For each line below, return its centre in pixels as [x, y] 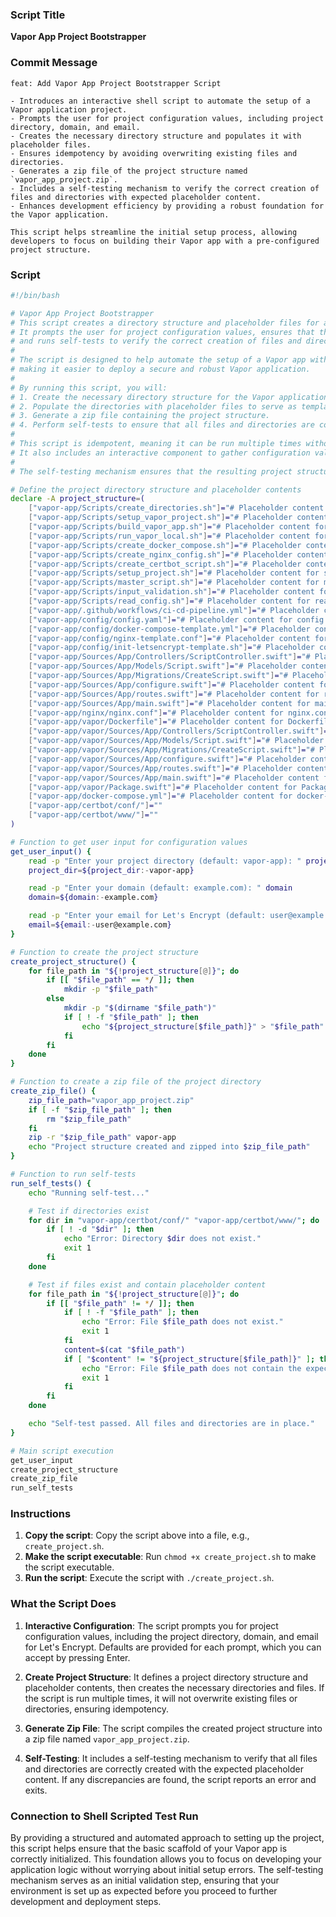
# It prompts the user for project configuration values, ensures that [162, 332]
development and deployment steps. [86, 1902]
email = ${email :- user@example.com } [100, 925]
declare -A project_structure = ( [77, 499]
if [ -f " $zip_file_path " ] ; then [100, 1109]
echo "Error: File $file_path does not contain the [191, 1368]
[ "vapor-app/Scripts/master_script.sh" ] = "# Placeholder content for [174, 583]
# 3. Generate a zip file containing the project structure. [140, 416]
